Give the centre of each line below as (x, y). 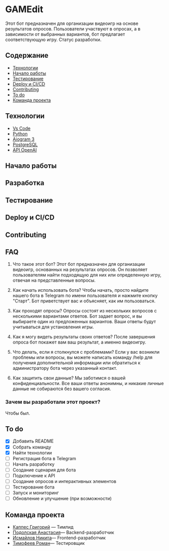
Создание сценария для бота (44, 470)
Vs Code (22, 128)
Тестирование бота (33, 487)
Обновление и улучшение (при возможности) (62, 499)
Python (20, 133)
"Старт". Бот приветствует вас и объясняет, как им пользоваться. (84, 301)
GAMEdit (24, 9)
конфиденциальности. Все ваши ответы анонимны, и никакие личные (88, 384)
